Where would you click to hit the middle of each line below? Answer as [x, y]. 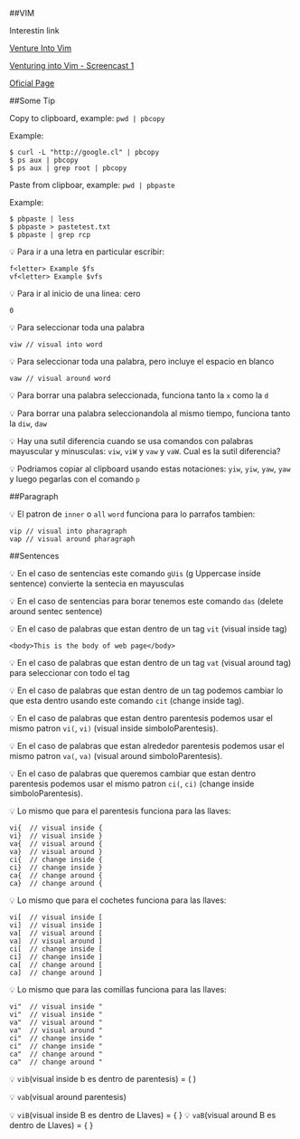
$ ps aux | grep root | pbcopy [68, 168]
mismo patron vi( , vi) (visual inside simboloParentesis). [114, 728]
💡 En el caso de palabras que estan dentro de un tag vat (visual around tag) [150, 663]
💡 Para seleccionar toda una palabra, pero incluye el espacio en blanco [142, 361]
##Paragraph [34, 496]
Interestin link [35, 30]
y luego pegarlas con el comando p [75, 479]
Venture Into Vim [41, 48]
